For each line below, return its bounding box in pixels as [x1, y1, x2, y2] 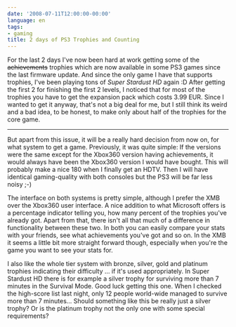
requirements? [7, 312, 49, 320]
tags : [7, 23, 23, 30]
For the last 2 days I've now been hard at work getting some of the [7, 55, 200, 64]
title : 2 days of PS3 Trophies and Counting [7, 36, 140, 44]
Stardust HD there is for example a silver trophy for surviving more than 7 [7, 274, 219, 283]
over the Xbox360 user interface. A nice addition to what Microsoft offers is [7, 201, 226, 210]
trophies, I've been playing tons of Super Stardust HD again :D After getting [7, 78, 225, 86]
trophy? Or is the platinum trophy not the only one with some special [7, 305, 205, 313]
